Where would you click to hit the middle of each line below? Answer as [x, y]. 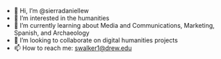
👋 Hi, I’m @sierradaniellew [51, 11]
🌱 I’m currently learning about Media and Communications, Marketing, [114, 25]
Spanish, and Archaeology [51, 33]
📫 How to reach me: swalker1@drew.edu [73, 48]
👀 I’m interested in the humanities [62, 18]
